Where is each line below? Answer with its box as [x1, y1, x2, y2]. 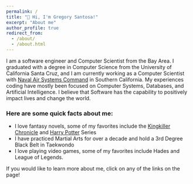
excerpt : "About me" [6, 19, 57, 25]
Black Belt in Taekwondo [14, 141, 75, 148]
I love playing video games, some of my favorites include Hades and [14, 148, 180, 155]
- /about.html [11, 42, 46, 47]
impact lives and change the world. [6, 94, 91, 101]
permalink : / [6, 8, 38, 15]
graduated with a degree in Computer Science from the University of [6, 63, 172, 70]
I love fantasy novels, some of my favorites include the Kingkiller [14, 122, 171, 130]
